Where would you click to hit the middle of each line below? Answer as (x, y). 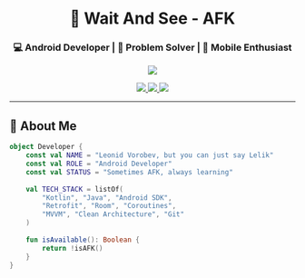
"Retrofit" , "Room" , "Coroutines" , (109, 206)
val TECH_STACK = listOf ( (75, 189)
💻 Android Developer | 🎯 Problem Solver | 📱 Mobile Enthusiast (152, 47)
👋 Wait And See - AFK (152, 19)
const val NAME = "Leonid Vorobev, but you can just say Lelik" (150, 155)
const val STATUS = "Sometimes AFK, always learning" (129, 172)
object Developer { (46, 147)
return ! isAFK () (73, 248)
